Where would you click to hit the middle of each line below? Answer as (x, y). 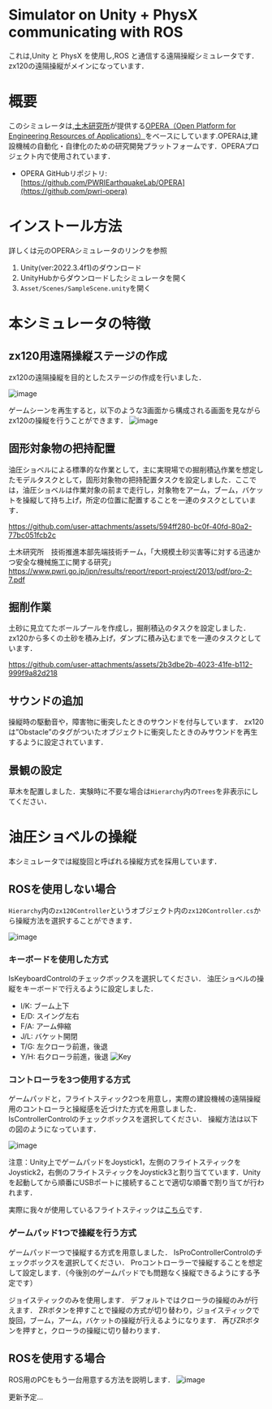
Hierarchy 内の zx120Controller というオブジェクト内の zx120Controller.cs (131, 910)
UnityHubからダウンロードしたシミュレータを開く (104, 278)
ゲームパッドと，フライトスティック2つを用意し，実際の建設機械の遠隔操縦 (135, 1099)
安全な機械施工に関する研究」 (65, 562)
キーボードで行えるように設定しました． (90, 989)
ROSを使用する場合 (57, 1358)
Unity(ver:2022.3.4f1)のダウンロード (81, 267)
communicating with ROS (96, 32)
